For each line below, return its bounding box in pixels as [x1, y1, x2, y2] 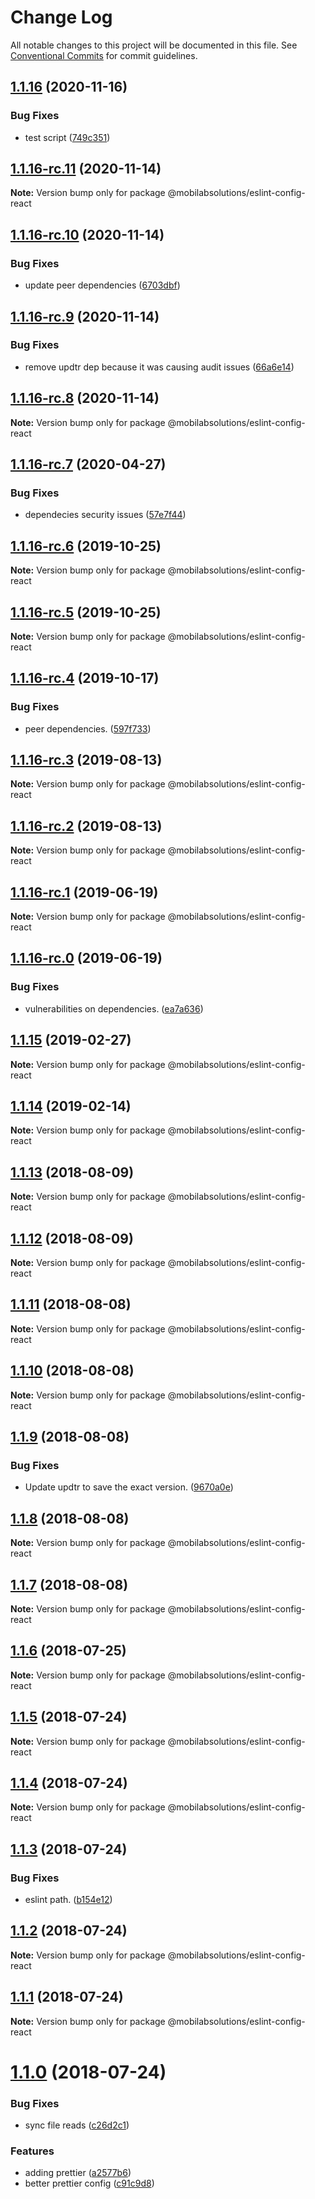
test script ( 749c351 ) [24, 131, 111, 143]
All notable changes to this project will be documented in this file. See [10, 39, 298, 51]
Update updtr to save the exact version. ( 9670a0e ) [24, 1481, 234, 1493]
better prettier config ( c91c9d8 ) [24, 2177, 155, 2190]
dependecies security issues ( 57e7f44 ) [24, 509, 187, 521]
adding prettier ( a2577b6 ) [24, 2167, 132, 2179]
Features [10, 2144, 55, 2158]
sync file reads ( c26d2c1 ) [24, 2119, 130, 2131]
